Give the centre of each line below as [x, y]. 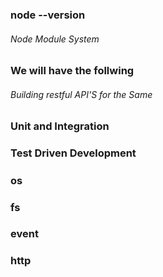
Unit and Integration [60, 126]
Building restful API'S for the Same [81, 94]
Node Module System [55, 39]
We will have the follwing [72, 71]
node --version [48, 15]
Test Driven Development [73, 153]
